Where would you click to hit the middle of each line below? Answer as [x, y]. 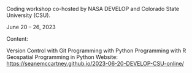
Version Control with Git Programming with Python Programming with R [96, 50]
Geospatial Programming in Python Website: [62, 57]
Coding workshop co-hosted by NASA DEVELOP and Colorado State [93, 9]
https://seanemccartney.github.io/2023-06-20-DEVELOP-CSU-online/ [95, 64]
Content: [17, 39]
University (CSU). [29, 15]
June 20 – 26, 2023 [31, 27]
